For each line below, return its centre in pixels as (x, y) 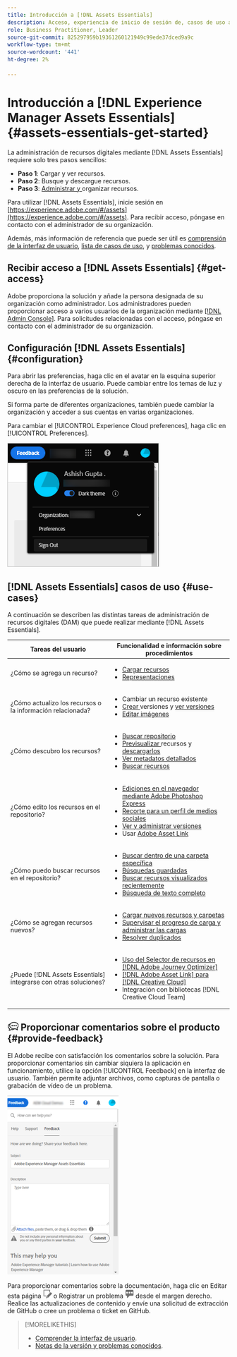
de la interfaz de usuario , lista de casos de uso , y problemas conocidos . (112, 245)
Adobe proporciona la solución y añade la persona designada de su (105, 296)
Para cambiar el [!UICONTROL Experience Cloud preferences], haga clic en (117, 426)
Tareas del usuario (58, 650)
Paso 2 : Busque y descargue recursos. (74, 181)
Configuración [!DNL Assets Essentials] (96, 348)
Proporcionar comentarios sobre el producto (120, 1027)
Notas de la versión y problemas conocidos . (99, 1345)
